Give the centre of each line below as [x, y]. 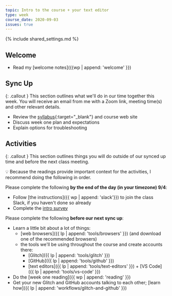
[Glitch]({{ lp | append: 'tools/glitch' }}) [69, 255]
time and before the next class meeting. [47, 162]
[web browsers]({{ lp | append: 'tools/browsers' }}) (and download [91, 233]
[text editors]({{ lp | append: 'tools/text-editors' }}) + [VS [88, 266]
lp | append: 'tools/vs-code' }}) [68, 271]
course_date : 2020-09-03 [32, 19]
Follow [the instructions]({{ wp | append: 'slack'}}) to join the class [83, 197]
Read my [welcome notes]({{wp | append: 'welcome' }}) [72, 68]
